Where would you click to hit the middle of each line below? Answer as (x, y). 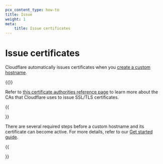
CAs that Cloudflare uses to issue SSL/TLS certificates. (62, 97)
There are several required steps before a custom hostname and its (75, 126)
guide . (12, 137)
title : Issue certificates (42, 29)
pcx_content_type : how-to (32, 10)
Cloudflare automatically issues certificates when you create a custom (78, 67)
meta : (11, 24)
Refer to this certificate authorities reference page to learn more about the (82, 92)
